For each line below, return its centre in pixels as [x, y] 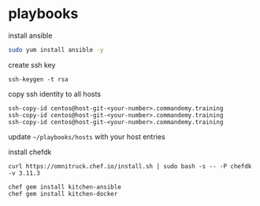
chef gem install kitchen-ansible [65, 187]
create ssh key [32, 64]
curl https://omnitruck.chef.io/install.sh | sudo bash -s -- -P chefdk [130, 166]
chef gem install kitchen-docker [63, 193]
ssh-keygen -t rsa [38, 79]
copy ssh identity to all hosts [54, 94]
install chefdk [30, 152]
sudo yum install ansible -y [56, 50]
